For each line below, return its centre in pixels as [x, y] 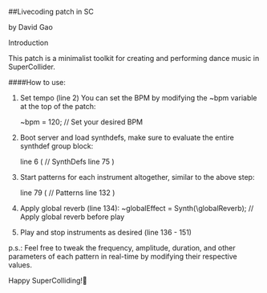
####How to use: [37, 82]
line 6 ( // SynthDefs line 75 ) [67, 161]
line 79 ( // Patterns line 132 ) [67, 193]
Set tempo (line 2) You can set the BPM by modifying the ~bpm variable [139, 98]
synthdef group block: [57, 146]
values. [20, 265]
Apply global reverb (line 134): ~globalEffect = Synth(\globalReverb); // [137, 208]
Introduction [28, 43]
